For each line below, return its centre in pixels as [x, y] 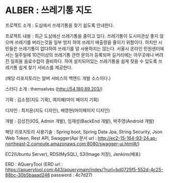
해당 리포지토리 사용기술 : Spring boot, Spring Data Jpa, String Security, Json [84, 132]
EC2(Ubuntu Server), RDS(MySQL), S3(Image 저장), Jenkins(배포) [73, 154]
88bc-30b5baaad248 [28, 175]
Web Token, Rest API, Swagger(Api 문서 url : [51, 138]
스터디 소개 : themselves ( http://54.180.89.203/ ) [54, 89]
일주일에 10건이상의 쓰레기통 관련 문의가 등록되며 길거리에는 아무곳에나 [84, 55]
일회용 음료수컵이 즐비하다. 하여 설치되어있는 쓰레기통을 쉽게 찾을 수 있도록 [84, 61]
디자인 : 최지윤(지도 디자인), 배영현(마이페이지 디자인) [58, 110]
